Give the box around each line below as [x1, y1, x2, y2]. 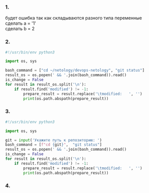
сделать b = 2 [5, 26, 35, 32]
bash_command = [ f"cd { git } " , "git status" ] [5, 142, 102, 147]
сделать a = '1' [5, 20, 37, 26]
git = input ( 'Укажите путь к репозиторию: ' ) [5, 138, 102, 143]
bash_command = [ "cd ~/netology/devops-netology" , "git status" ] [5, 68, 144, 73]
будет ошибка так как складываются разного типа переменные [5, 15, 142, 21]
